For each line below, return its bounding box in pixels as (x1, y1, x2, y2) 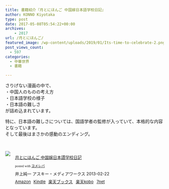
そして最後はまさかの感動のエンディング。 (5, 131, 93, 137)
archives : (5, 26, 26, 31)
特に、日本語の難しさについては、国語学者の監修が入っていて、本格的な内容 (5, 118, 163, 124)
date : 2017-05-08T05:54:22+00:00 (5, 21, 75, 27)
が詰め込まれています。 (5, 108, 54, 114)
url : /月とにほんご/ (5, 36, 44, 41)
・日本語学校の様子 (5, 95, 45, 101)
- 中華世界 (10, 59, 30, 64)
